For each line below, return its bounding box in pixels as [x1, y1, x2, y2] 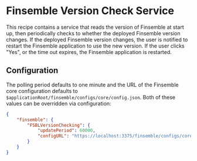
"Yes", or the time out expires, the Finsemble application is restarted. [6, 48, 172, 55]
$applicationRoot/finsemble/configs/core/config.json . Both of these [6, 93, 176, 100]
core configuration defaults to [6, 87, 78, 95]
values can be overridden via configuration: [6, 100, 111, 107]
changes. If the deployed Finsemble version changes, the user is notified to [6, 36, 188, 43]
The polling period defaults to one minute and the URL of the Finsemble [6, 81, 179, 88]
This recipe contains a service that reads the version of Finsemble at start [6, 24, 185, 31]
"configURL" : [37, 133, 69, 139]
